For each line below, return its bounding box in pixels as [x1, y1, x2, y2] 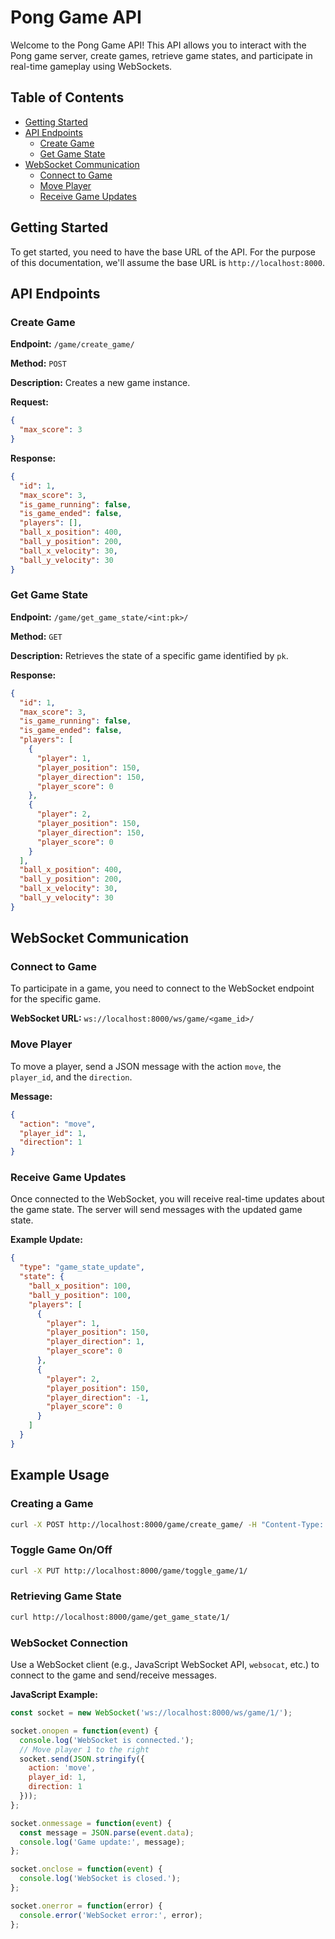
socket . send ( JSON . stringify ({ [19, 1754, 145, 1764]
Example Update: [10, 1234, 83, 1246]
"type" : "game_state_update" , [19, 1262, 145, 1273]
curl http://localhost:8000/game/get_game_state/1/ [10, 1612, 230, 1622]
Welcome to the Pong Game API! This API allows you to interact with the [10, 39, 307, 51]
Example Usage [10, 1467, 110, 1484]
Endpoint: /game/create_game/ [10, 338, 135, 350]
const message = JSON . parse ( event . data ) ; [19, 1827, 195, 1838]
